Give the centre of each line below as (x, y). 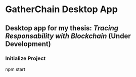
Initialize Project (26, 58)
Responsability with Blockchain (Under (68, 36)
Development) (28, 44)
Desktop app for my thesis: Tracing (62, 28)
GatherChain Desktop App (61, 9)
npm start (15, 69)
